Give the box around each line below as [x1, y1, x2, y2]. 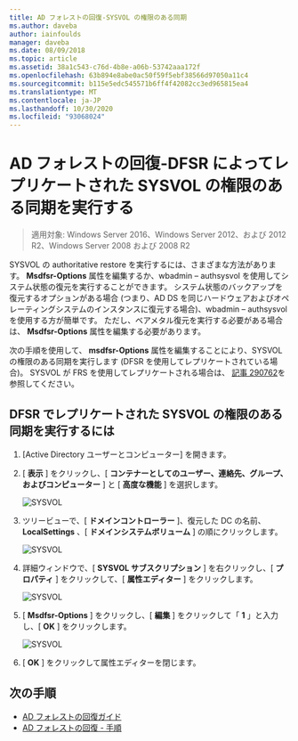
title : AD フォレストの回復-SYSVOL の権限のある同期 [9, 12, 188, 22]
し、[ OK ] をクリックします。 [21, 621, 132, 631]
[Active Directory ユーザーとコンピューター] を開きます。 [21, 449, 231, 460]
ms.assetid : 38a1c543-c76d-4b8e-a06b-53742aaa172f [9, 63, 201, 72]
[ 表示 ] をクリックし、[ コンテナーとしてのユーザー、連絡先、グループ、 [21, 468, 288, 478]
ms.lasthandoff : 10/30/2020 [9, 104, 114, 113]
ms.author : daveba [9, 21, 77, 30]
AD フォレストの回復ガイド [21, 711, 122, 721]
